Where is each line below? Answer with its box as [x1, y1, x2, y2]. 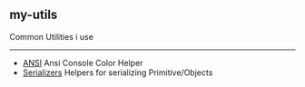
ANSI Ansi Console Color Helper [22, 57, 143, 68]
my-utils [9, 7, 58, 23]
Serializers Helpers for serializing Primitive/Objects [22, 67, 213, 78]
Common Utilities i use [9, 31, 93, 42]
